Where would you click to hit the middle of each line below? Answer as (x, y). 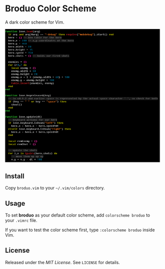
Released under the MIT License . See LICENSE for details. (63, 262)
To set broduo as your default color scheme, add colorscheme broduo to (78, 215)
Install (15, 176)
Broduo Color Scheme (51, 9)
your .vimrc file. (21, 220)
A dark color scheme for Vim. (35, 22)
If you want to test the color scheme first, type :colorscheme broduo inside (80, 230)
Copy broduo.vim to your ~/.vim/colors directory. (55, 188)
